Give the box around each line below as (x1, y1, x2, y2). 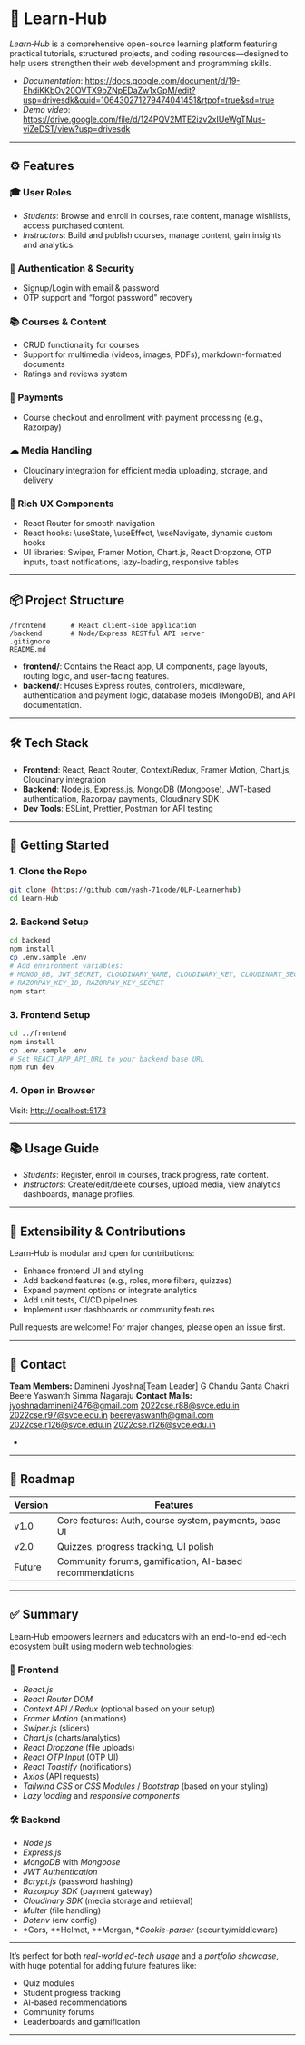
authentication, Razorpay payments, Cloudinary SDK (22, 793, 220, 803)
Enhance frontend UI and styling (22, 1265, 143, 1276)
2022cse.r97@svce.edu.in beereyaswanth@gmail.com (9, 1410, 215, 1421)
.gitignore (9, 636, 51, 646)
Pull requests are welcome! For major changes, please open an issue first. (9, 1322, 286, 1332)
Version (14, 1499, 49, 1511)
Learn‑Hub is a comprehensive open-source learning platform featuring (9, 38, 278, 49)
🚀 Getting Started (9, 838, 110, 853)
